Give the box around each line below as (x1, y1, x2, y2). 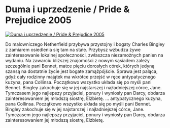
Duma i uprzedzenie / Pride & (5, 4, 130, 15)
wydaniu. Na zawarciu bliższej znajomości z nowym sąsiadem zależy (5, 57, 150, 63)
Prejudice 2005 (5, 14, 72, 26)
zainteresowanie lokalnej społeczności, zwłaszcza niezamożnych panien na (5, 52, 163, 58)
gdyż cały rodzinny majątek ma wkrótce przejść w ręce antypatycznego (5, 73, 156, 80)
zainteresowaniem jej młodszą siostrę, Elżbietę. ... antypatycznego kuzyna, (5, 95, 162, 101)
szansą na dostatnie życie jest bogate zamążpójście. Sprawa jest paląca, (5, 68, 158, 74)
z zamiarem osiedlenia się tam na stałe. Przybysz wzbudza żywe (5, 46, 141, 53)
